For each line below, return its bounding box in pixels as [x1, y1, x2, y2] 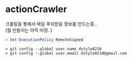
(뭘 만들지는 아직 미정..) [5, 27, 53, 33]
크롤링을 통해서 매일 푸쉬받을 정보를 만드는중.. [5, 21, 97, 27]
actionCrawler [5, 4, 68, 15]
